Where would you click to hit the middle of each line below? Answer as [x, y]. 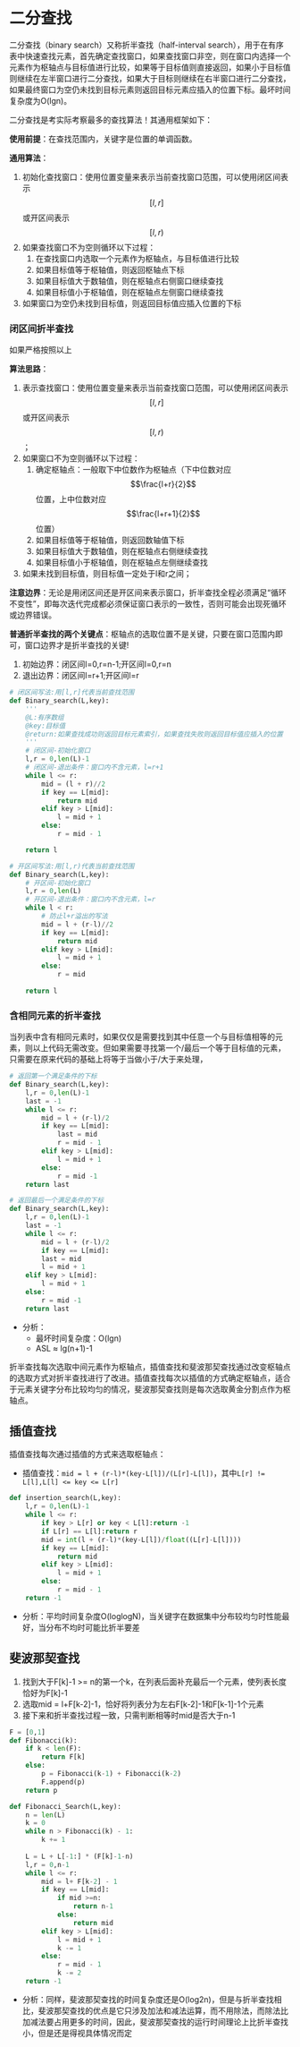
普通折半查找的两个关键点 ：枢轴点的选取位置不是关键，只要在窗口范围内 [142, 634]
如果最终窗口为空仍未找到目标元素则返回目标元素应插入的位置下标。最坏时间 [150, 90]
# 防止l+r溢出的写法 [75, 917]
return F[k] [64, 1757]
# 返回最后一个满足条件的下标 [57, 1200]
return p [42, 1790]
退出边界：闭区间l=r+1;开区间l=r [81, 676]
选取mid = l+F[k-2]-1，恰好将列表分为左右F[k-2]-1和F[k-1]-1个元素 [143, 1704]
